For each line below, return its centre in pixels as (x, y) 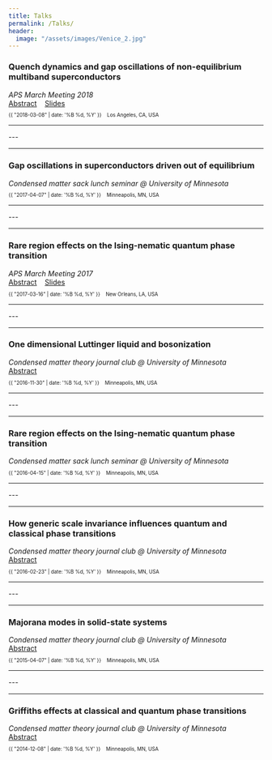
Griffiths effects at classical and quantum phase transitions (127, 711)
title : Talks (30, 16)
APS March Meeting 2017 (51, 273)
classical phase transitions (62, 533)
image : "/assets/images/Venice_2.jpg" (81, 38)
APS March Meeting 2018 (51, 95)
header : (21, 31)
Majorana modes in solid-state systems (88, 622)
